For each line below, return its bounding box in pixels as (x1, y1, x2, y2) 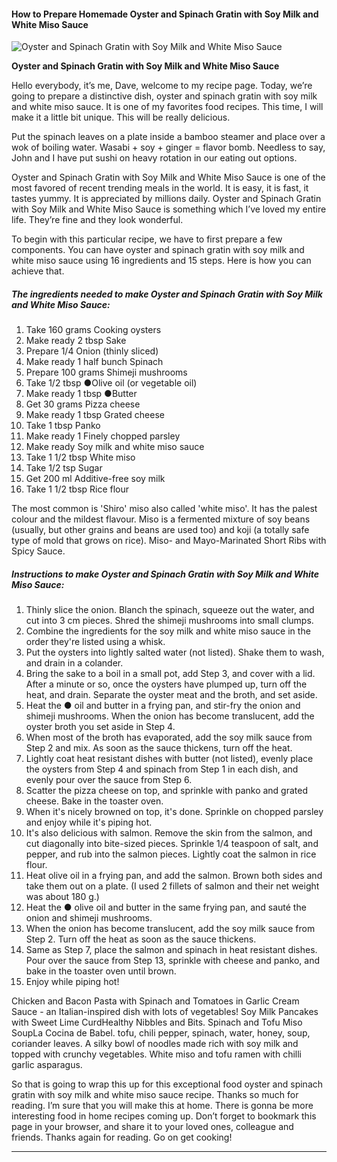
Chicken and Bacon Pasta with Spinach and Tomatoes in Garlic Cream (11, 995, 300, 1007)
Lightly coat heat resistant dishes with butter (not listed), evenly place (25, 753, 314, 765)
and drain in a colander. (25, 657, 124, 669)
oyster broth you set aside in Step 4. (25, 721, 176, 733)
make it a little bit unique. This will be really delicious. (11, 111, 231, 124)
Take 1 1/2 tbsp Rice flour (25, 483, 130, 495)
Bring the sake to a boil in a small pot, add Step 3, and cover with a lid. (25, 668, 316, 680)
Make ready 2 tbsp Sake (25, 335, 127, 347)
